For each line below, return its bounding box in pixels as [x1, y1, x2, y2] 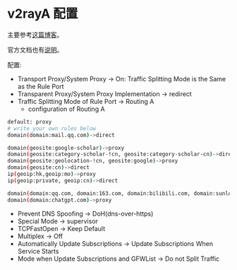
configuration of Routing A [28, 105, 105, 113]
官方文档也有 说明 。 [7, 45, 63, 54]
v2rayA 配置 [7, 6, 78, 22]
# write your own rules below [7, 124, 97, 132]
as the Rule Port [17, 82, 65, 90]
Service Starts [17, 247, 59, 255]
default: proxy [7, 118, 52, 125]
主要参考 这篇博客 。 [7, 30, 63, 39]
